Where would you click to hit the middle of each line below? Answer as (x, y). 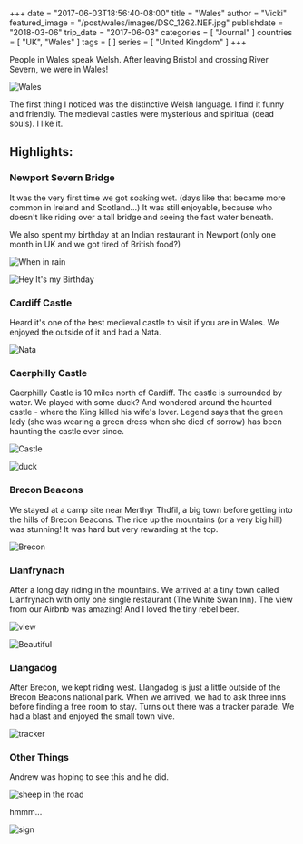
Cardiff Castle (41, 303)
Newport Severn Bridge (62, 178)
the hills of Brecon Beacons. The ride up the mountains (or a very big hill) (146, 519)
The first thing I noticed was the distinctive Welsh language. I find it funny (147, 104)
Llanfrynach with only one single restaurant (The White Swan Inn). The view (151, 599)
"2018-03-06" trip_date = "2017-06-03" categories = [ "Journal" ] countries (151, 32)
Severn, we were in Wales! (59, 69)
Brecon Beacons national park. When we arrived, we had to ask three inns (148, 697)
